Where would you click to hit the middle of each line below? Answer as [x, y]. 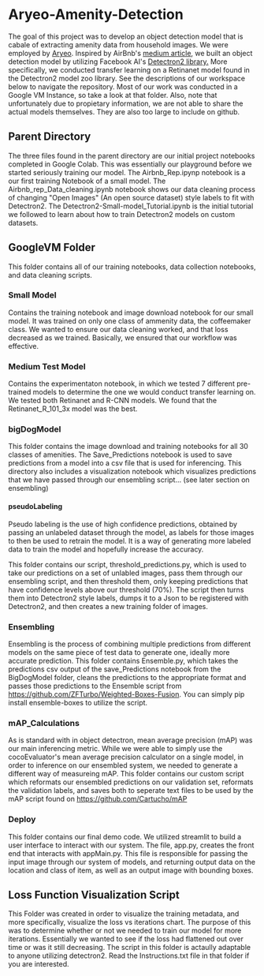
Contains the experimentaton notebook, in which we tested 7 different [121, 383]
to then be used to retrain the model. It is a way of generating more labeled [130, 540]
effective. [24, 346]
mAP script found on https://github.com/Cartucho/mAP [98, 799]
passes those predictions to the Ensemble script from [95, 686]
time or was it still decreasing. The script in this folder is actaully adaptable [129, 948]
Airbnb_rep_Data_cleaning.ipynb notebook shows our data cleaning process [132, 189]
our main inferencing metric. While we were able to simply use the [115, 749]
